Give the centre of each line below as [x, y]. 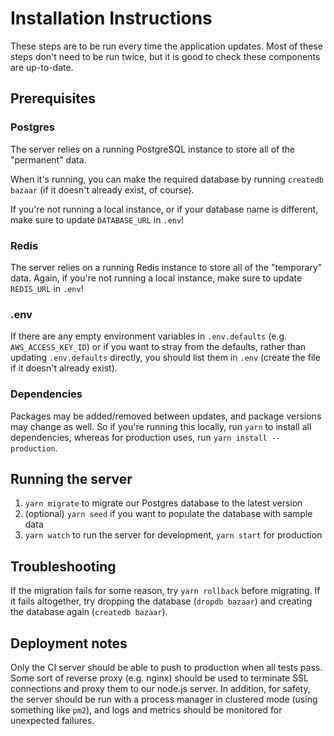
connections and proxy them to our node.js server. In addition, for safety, [160, 688]
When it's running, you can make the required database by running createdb [167, 179]
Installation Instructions [111, 18]
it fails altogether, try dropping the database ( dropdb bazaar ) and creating [161, 601]
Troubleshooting [63, 566]
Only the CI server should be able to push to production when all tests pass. [166, 667]
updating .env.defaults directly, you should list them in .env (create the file [165, 358]
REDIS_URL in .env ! [47, 288]
